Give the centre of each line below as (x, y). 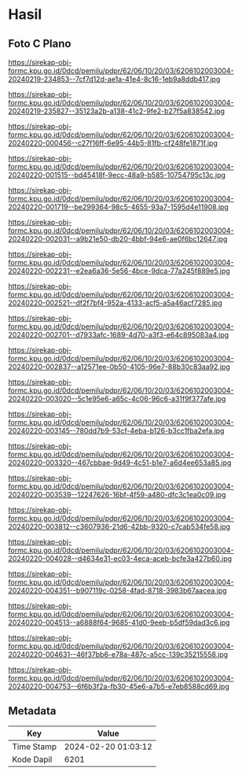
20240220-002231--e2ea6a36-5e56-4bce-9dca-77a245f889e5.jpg (119, 271)
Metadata (32, 711)
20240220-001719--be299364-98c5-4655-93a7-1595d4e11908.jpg (119, 207)
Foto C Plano (40, 44)
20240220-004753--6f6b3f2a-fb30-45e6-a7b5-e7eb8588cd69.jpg (119, 686)
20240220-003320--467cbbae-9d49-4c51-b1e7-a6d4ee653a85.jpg (120, 463)
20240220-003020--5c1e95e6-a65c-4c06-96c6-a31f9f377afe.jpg (117, 399)
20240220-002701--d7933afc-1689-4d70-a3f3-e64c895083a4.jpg (119, 335)
